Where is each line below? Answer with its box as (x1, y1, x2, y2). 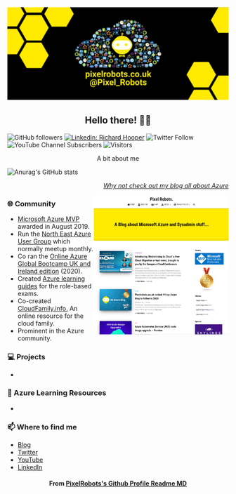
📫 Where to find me (7, 422, 77, 432)
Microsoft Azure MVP (17, 215, 80, 223)
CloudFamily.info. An (17, 305, 78, 313)
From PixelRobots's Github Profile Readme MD (48, 479, 188, 488)
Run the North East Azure (17, 229, 91, 239)
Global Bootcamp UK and (17, 260, 91, 268)
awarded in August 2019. (17, 222, 90, 231)
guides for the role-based (17, 282, 92, 291)
